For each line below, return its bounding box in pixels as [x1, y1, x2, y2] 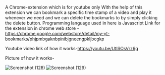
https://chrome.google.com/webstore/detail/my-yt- [5, 31, 110, 36]
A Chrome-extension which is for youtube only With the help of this [5, 4, 143, 10]
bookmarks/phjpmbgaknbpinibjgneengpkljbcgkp [5, 36, 105, 42]
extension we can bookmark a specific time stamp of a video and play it [5, 9, 152, 15]
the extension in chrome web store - [5, 25, 79, 31]
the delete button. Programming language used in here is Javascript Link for [5, 20, 161, 26]
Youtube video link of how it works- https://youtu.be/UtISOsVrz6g [5, 46, 139, 51]
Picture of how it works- [5, 55, 55, 61]
